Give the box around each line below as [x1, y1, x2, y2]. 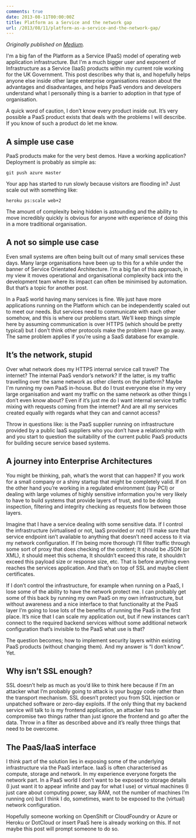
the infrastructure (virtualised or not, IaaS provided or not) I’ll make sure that [6, 527, 190, 534]
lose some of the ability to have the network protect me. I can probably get [6, 588, 186, 595]
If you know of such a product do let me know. [6, 120, 118, 127]
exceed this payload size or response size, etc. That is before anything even [6, 558, 190, 565]
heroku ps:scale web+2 [6, 198, 61, 204]
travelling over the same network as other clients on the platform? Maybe [6, 378, 183, 385]
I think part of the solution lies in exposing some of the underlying [6, 758, 164, 765]
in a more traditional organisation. [6, 220, 87, 228]
